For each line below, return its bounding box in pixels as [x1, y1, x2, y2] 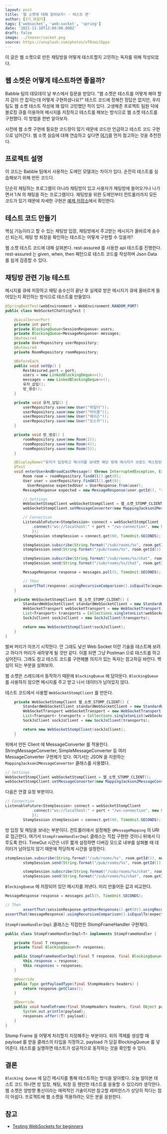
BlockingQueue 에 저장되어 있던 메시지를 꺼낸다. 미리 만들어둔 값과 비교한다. [5, 883, 152, 890]
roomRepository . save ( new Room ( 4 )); [23, 442, 97, 447]
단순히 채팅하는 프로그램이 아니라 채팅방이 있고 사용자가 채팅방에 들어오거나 [5, 185, 152, 191]
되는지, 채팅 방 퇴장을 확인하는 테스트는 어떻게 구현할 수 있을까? [10, 234, 133, 240]
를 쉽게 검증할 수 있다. [5, 257, 48, 263]
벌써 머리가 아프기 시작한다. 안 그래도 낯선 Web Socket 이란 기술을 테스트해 [5, 644, 152, 649]
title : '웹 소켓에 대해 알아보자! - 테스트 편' [5, 12, 91, 17]
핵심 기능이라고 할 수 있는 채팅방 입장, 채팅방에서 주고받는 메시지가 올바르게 [5, 228, 151, 234]
